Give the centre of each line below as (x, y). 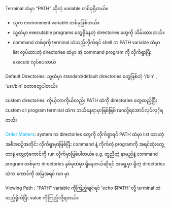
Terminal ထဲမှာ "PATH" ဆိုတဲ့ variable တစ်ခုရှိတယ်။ (57, 8)
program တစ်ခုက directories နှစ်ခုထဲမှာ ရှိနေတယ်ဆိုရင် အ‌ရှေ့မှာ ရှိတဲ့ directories (85, 164)
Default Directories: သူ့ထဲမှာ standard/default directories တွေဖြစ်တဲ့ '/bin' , (81, 76)
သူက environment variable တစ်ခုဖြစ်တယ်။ (56, 23)
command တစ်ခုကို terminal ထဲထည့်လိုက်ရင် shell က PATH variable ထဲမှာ (87, 42)
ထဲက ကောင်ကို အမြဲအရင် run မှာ (37, 174)
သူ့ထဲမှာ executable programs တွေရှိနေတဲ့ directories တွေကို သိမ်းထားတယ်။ (89, 32)
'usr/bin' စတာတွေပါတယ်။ (32, 86)
